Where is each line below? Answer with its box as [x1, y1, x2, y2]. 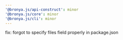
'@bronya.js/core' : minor [5, 12, 59, 17]
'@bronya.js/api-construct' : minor [5, 7, 79, 12]
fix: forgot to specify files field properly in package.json [5, 30, 119, 36]
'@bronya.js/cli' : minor [5, 16, 57, 21]
